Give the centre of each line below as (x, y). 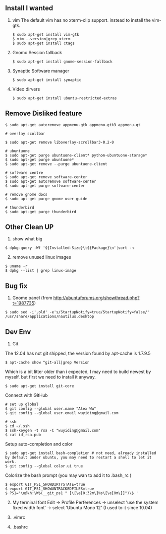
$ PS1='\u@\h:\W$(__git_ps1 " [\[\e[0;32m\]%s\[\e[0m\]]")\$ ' (72, 493)
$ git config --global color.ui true (44, 466)
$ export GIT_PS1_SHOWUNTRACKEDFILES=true (50, 489)
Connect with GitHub (27, 395)
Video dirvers (26, 89)
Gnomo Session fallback (37, 52)
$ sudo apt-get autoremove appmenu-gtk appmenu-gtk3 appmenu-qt (73, 125)
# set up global (22, 404)
